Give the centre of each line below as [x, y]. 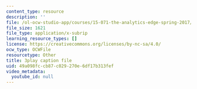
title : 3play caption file [39, 60]
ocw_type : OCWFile [28, 50]
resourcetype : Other [31, 55]
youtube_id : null [33, 77]
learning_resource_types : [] [42, 39]
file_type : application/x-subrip [47, 33]
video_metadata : [26, 71]
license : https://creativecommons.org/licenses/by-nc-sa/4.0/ [84, 44]
